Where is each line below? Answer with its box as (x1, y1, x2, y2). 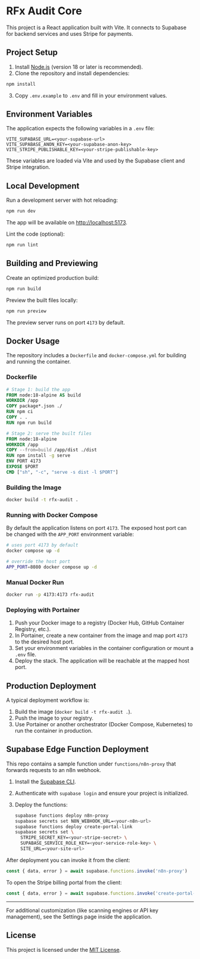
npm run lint (6, 242, 39, 248)
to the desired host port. (14, 638, 74, 645)
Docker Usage (6, 336, 60, 346)
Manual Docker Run (6, 578, 64, 586)
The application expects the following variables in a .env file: (6, 125, 155, 132)
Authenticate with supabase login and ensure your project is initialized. (14, 789, 189, 796)
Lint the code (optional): (6, 230, 65, 238)
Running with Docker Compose (6, 511, 98, 519)
